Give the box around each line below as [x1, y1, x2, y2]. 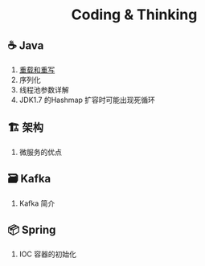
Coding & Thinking [71, 6, 198, 24]
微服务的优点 [18, 147, 62, 157]
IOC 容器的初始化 [18, 249, 77, 259]
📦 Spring [7, 223, 56, 237]
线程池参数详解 [18, 85, 69, 94]
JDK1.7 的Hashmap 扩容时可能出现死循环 [18, 95, 156, 104]
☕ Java [7, 39, 44, 52]
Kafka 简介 [18, 198, 55, 208]
